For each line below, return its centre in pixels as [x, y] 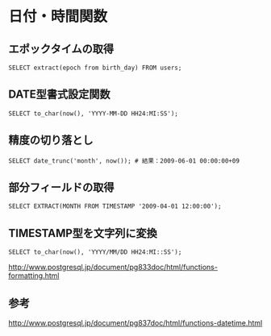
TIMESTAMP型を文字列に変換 [83, 233]
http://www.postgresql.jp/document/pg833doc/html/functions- [113, 268]
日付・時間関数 [58, 17]
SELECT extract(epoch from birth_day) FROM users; [95, 68]
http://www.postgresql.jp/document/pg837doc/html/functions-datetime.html [135, 323]
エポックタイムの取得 [61, 49]
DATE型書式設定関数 [59, 95]
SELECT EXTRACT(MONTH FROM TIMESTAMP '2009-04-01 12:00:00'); [115, 206]
